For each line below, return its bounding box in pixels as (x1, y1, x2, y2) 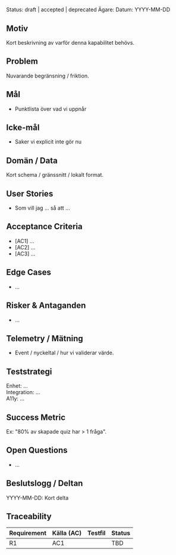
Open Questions (6, 445, 68, 456)
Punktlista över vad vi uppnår (14, 105, 87, 113)
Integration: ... (6, 389, 40, 396)
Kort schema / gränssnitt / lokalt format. (6, 172, 104, 179)
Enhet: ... (6, 382, 28, 389)
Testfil (87, 529, 106, 537)
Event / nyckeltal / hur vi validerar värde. (14, 349, 114, 357)
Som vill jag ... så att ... (14, 204, 70, 211)
